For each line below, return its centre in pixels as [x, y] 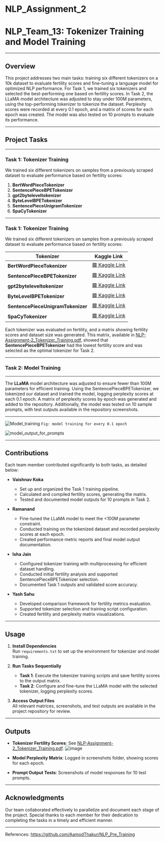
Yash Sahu [23, 594]
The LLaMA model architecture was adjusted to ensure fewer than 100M [78, 383]
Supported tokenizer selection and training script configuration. [84, 609]
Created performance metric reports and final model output [80, 540]
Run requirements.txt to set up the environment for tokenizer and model [86, 651]
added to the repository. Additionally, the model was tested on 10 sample [79, 404]
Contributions [27, 453]
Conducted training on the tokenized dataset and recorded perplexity [90, 529]
